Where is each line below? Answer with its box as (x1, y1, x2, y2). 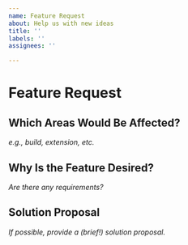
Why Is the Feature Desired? (8, 161, 154, 175)
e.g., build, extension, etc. (8, 137, 95, 147)
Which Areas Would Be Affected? (8, 116, 181, 129)
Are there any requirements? (8, 182, 104, 192)
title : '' (8, 27, 42, 35)
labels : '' (8, 34, 45, 43)
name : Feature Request (8, 11, 85, 20)
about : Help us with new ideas (8, 19, 114, 27)
